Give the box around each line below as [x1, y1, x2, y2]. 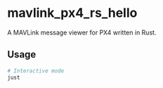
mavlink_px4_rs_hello [7, 5, 138, 21]
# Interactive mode [7, 67, 65, 75]
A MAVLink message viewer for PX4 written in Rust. [7, 28, 157, 37]
